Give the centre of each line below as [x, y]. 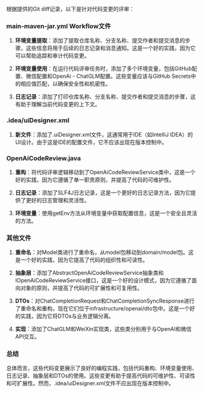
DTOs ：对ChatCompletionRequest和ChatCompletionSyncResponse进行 [105, 301]
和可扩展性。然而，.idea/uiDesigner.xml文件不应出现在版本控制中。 [90, 383]
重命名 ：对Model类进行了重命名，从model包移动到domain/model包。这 [104, 252]
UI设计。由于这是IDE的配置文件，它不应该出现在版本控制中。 [91, 142]
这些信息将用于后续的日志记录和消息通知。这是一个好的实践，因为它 [111, 48]
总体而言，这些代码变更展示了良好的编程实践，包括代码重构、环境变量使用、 [102, 368]
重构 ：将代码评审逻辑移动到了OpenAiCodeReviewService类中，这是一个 [105, 172]
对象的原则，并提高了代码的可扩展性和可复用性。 [82, 288]
